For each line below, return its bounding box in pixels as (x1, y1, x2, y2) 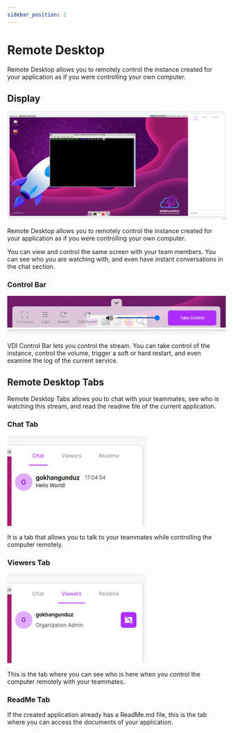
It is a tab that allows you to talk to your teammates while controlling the (7, 533, 212, 541)
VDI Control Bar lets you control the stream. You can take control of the (7, 341, 210, 349)
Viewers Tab (7, 558, 51, 567)
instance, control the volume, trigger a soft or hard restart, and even (7, 349, 201, 357)
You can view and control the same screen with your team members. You (7, 247, 216, 255)
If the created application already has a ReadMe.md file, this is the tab (7, 711, 207, 719)
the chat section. (7, 262, 55, 271)
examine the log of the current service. (7, 356, 119, 365)
